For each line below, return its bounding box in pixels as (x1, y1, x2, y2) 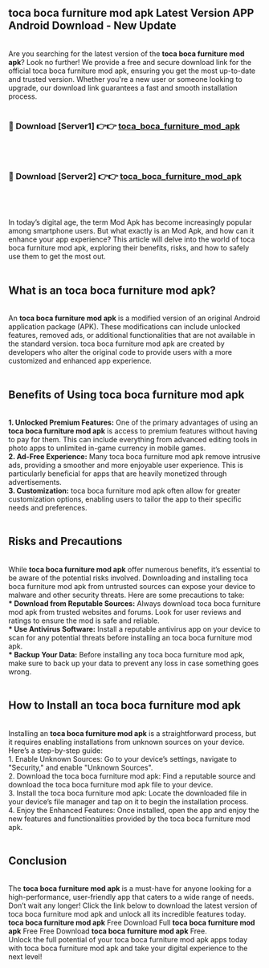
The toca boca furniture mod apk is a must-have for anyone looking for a (8, 884, 251, 893)
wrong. (8, 666, 32, 677)
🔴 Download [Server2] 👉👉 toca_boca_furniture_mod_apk (8, 171, 243, 182)
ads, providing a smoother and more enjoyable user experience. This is (8, 461, 243, 470)
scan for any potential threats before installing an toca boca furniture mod (8, 632, 253, 642)
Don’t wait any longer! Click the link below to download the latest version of (8, 901, 259, 910)
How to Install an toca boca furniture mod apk (8, 698, 241, 713)
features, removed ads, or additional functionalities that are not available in (8, 331, 255, 340)
